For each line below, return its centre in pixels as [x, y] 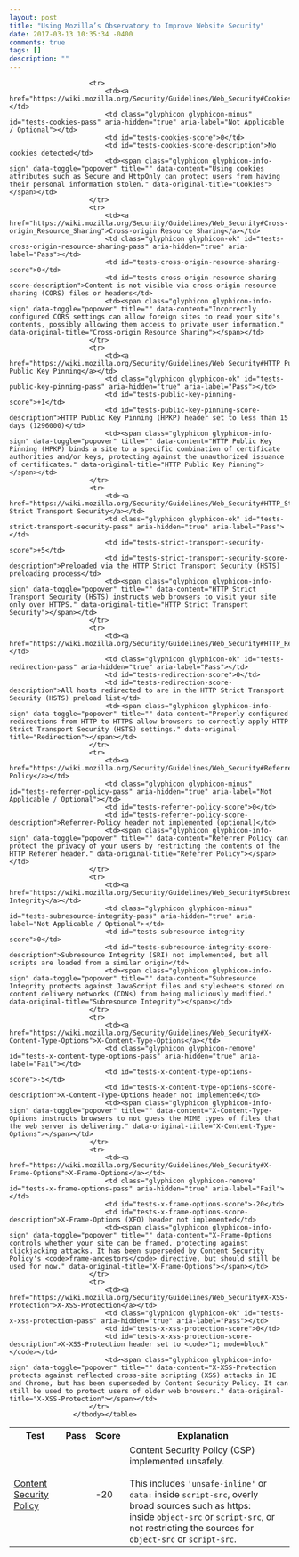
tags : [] [25, 51]
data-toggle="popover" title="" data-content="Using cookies [149, 169]
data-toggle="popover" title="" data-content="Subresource [144, 979]
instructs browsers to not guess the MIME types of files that [161, 1118]
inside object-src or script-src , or [202, 1517]
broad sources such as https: [190, 1506]
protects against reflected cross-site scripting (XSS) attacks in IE [143, 1375]
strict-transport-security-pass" [71, 527]
